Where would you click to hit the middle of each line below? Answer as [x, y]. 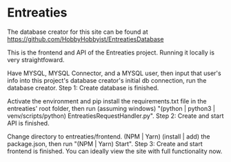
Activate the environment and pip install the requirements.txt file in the [107, 101]
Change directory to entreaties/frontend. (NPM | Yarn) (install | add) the [109, 136]
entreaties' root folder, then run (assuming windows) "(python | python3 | [111, 108]
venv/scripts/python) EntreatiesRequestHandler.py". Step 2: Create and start [115, 116]
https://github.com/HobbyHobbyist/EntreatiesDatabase [86, 39]
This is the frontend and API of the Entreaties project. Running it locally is [111, 52]
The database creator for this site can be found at [78, 32]
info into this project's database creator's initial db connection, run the [107, 80]
